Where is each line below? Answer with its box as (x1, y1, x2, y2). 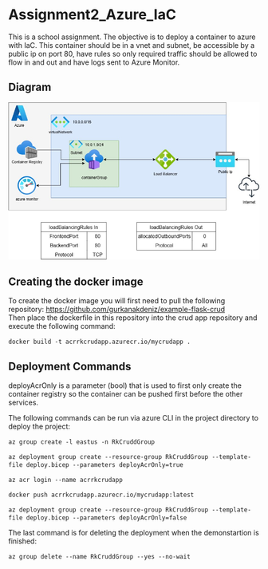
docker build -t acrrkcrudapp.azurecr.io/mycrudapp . (8, 338, 191, 346)
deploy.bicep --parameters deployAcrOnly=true (26, 461, 183, 469)
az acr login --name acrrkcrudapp (8, 476, 124, 484)
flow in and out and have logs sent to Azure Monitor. (8, 57, 180, 67)
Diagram (8, 81, 52, 94)
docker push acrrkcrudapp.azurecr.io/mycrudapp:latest (8, 491, 195, 500)
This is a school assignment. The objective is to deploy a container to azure (8, 32, 257, 41)
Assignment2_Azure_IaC (8, 6, 177, 24)
